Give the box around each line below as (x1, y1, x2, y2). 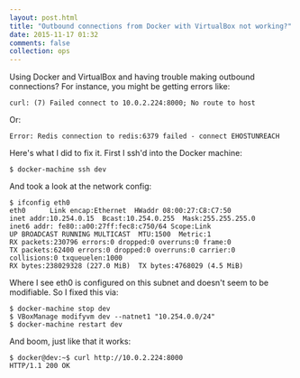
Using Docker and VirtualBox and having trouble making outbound (9, 71, 255, 82)
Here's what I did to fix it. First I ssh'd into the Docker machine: (9, 148, 243, 159)
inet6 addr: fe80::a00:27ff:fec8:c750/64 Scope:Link (9, 222, 212, 231)
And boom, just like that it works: (9, 336, 132, 347)
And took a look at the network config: (9, 181, 152, 192)
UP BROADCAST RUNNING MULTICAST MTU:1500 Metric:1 (9, 230, 212, 239)
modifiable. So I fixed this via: (9, 287, 119, 298)
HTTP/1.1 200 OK (9, 362, 70, 371)
